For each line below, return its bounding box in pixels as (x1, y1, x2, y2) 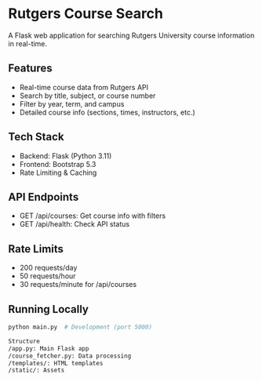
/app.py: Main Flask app (8, 344, 89, 353)
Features (8, 62, 53, 75)
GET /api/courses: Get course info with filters (19, 211, 166, 220)
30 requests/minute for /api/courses (19, 280, 137, 289)
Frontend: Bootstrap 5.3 (19, 159, 96, 169)
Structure (8, 337, 41, 345)
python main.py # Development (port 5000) (8, 323, 153, 331)
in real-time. (8, 38, 48, 48)
